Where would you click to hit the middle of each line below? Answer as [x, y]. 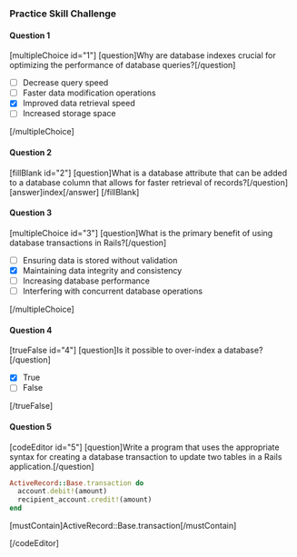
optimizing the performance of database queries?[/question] [123, 65]
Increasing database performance [86, 281]
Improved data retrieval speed [79, 104]
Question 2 [31, 152]
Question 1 [30, 35]
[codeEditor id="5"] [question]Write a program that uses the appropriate [144, 447]
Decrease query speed [65, 83]
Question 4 [31, 330]
